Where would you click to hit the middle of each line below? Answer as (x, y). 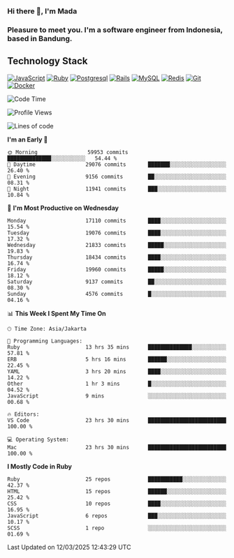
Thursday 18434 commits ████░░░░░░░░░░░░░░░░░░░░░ (117, 257)
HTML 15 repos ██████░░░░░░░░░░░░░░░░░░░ (117, 491)
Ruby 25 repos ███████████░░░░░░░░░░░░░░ (117, 479)
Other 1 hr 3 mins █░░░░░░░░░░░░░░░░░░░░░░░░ (117, 384)
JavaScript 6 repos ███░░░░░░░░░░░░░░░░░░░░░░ (117, 515)
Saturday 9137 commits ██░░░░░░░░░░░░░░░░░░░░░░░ (117, 282)
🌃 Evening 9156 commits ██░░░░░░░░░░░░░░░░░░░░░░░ (117, 176)
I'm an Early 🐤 (28, 139)
